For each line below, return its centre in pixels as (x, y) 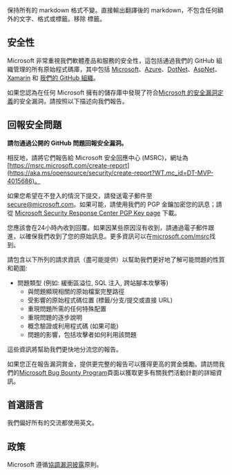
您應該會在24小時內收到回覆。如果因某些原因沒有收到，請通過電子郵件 (108, 227)
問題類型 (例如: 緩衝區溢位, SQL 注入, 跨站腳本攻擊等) (93, 282)
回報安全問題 (35, 125)
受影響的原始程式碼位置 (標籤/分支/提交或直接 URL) (100, 300)
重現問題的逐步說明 (55, 317)
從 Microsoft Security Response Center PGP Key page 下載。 (94, 213)
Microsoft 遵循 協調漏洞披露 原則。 (55, 465)
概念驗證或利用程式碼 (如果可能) (73, 326)
